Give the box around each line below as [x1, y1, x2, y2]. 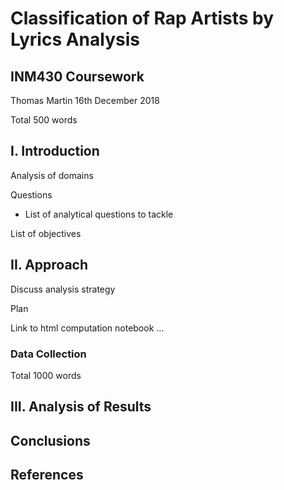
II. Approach [10, 257, 89, 274]
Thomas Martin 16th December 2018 [10, 95, 160, 106]
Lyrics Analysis [10, 28, 140, 51]
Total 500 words [10, 114, 78, 126]
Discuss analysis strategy [10, 283, 116, 295]
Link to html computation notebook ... [10, 322, 165, 334]
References [10, 467, 84, 484]
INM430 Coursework [10, 68, 145, 85]
